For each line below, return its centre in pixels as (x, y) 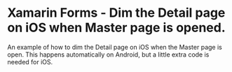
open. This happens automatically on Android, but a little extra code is (108, 55)
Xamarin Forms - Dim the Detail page (116, 13)
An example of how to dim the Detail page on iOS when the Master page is (115, 47)
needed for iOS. (30, 62)
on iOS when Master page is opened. (116, 28)
